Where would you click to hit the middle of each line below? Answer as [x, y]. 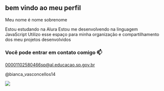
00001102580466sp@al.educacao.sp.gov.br [50, 65]
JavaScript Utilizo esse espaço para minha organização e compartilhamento [82, 34]
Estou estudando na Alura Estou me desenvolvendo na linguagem [72, 29]
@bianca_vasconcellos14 [30, 74]
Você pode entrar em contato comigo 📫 [54, 52]
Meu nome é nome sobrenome [36, 19]
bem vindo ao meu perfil [43, 8]
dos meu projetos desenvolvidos [38, 39]
